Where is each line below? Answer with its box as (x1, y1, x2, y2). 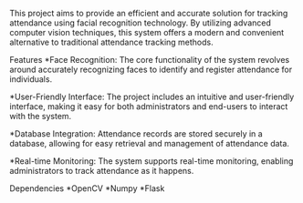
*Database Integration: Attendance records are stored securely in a (9, 128, 263, 139)
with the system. (9, 111, 72, 121)
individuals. (9, 74, 53, 85)
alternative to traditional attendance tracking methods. (9, 36, 214, 47)
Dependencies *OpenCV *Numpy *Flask (9, 183, 165, 194)
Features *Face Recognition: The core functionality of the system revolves (9, 55, 290, 65)
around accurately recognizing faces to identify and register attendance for (9, 64, 293, 75)
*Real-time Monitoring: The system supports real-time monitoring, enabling (9, 156, 294, 167)
